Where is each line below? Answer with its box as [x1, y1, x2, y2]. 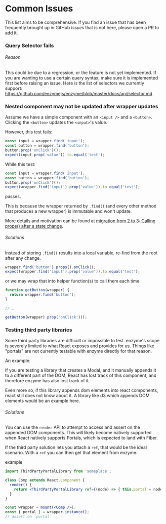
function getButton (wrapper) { [5, 287, 70, 293]
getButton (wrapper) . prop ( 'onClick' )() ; [5, 315, 87, 320]
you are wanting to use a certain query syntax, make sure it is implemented [5, 75, 158, 81]
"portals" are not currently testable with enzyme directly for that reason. [5, 348, 152, 354]
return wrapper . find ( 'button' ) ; [9, 292, 77, 297]
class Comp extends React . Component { [5, 478, 85, 483]
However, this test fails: [5, 129, 53, 135]
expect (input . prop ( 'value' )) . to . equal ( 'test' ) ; [5, 152, 105, 157]
